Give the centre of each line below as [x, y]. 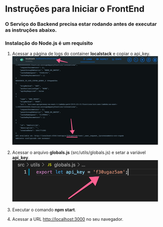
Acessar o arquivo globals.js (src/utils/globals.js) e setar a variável [79, 153]
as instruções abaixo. [31, 30]
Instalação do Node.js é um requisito [49, 43]
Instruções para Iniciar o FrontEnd [75, 9]
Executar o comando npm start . [44, 210]
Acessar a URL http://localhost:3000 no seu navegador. [68, 219]
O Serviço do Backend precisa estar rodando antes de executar [81, 24]
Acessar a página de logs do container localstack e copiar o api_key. [81, 54]
